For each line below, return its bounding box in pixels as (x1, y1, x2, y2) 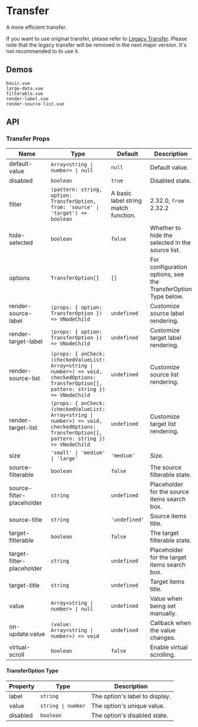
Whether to (150, 224, 181, 232)
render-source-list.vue (6, 101, 65, 107)
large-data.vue (6, 85, 44, 91)
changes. (150, 634, 176, 642)
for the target (150, 553, 187, 561)
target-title (9, 581, 40, 590)
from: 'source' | (51, 204, 100, 210)
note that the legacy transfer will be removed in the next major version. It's (6, 41, 187, 48)
